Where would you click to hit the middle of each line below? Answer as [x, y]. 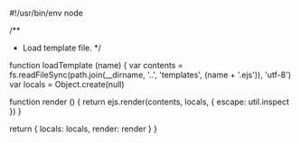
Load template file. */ [62, 48]
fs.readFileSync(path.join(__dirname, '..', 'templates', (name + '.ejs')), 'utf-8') [150, 75]
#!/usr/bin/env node [47, 13]
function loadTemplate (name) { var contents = [96, 65]
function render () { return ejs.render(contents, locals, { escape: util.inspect [150, 102]
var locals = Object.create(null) [67, 84]
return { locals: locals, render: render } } [84, 129]
